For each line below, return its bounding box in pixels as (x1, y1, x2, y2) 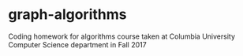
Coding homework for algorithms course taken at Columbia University (8, 32, 235, 41)
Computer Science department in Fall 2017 (8, 39, 148, 49)
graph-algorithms (8, 6, 127, 24)
